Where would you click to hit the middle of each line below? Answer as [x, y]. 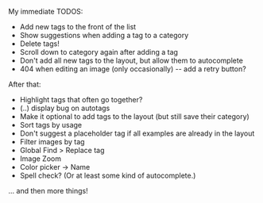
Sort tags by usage [50, 125]
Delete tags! [39, 44]
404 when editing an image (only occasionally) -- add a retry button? [133, 69]
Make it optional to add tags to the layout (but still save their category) [135, 117]
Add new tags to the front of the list [78, 27]
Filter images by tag [52, 142]
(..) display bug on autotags [65, 108]
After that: [25, 84]
